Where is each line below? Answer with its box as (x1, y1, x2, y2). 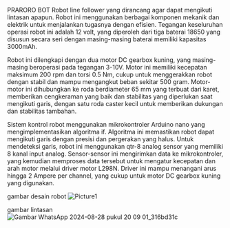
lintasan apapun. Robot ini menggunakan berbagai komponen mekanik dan (7, 13, 220, 21)
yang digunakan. (7, 179, 55, 187)
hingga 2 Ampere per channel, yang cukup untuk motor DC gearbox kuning (7, 172, 221, 180)
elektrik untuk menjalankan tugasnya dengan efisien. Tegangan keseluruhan (7, 21, 223, 28)
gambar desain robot (7, 192, 67, 200)
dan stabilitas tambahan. (7, 107, 77, 115)
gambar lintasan (7, 206, 53, 214)
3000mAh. (7, 43, 38, 50)
